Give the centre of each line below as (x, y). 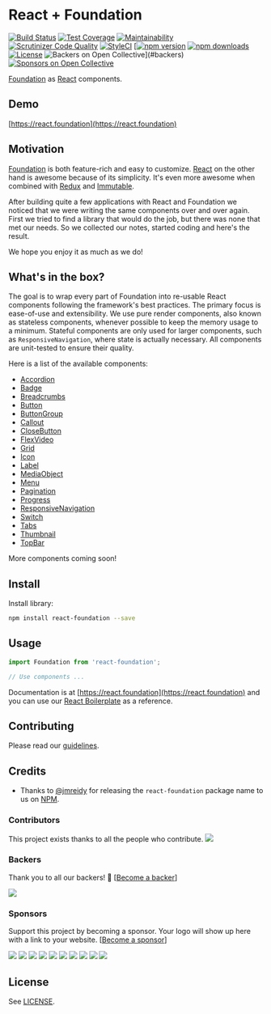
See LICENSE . (32, 1001)
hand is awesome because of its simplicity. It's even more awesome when (132, 177)
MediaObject (41, 474)
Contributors (34, 821)
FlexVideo (37, 439)
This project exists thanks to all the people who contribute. (106, 838)
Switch (32, 517)
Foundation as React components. (66, 78)
